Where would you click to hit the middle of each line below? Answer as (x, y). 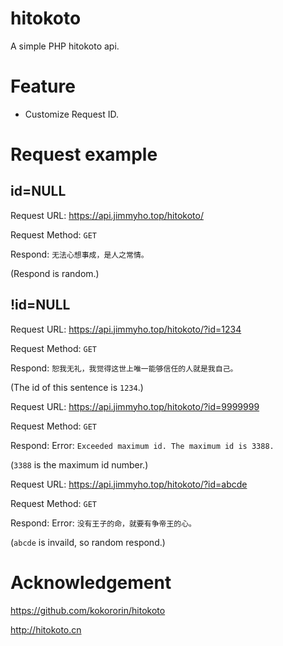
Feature (43, 86)
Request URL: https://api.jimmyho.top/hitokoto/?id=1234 (126, 329)
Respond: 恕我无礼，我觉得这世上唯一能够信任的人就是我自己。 (124, 368)
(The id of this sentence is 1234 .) (77, 387)
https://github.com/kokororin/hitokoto (88, 610)
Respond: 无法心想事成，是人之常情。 (79, 254)
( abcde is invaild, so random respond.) (88, 542)
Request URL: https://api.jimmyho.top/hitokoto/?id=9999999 (135, 406)
